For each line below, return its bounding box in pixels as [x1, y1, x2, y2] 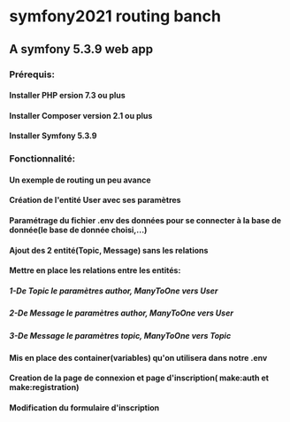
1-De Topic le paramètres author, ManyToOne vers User [9, 285, 218, 296]
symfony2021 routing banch [9, 6, 221, 27]
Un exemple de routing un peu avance [9, 175, 152, 185]
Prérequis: [9, 68, 56, 81]
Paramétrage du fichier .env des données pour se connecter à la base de [9, 215, 281, 225]
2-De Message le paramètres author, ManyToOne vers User [9, 308, 234, 318]
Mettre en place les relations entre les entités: [9, 265, 181, 276]
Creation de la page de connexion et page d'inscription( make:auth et [9, 372, 270, 383]
